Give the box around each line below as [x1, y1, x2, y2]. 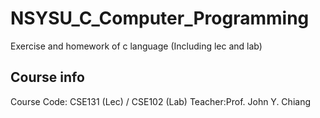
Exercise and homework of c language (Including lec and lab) [10, 40, 263, 52]
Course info [10, 69, 85, 86]
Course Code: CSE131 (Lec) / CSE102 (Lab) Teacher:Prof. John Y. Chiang [10, 95, 311, 107]
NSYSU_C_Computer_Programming [10, 7, 310, 30]
